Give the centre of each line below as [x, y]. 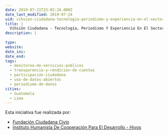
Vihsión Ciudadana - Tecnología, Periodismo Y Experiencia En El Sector [87, 28]
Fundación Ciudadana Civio [41, 122]
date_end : [15, 56]
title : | [14, 24]
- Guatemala [22, 93]
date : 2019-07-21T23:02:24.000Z [39, 10]
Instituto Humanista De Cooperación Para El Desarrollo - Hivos [77, 127]
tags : [11, 61]
